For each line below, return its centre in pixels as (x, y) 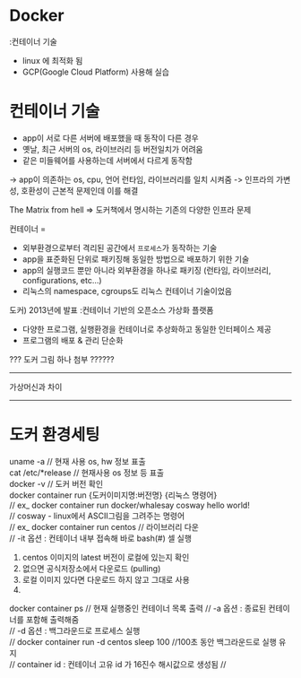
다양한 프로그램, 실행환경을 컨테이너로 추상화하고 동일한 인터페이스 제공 (146, 329)
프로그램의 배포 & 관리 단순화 (73, 340)
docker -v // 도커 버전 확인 (56, 483)
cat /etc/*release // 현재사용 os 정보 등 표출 (86, 473)
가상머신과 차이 (36, 387)
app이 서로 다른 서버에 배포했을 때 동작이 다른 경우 (110, 138)
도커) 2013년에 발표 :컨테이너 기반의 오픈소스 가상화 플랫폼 (112, 309)
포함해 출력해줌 (52, 619)
